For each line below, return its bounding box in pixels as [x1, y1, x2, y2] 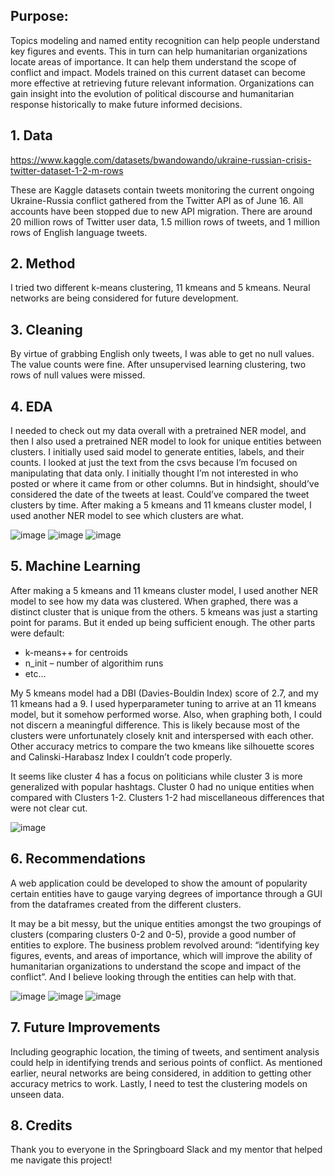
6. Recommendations [10, 850, 147, 868]
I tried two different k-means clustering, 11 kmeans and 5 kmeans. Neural [10, 282, 311, 294]
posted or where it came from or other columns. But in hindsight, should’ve [10, 478, 320, 490]
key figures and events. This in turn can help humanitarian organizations [10, 45, 308, 57]
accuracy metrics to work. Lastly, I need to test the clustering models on [10, 1077, 308, 1089]
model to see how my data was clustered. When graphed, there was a [10, 595, 299, 607]
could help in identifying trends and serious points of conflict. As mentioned [10, 1056, 323, 1068]
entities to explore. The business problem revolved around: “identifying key [10, 939, 320, 951]
